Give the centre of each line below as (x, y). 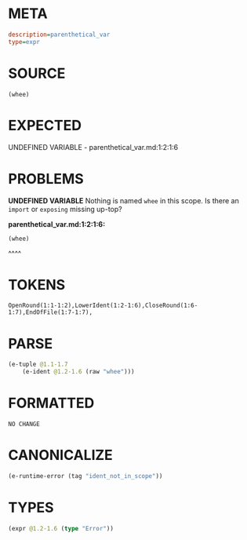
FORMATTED (51, 403)
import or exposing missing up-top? (65, 209)
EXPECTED (45, 125)
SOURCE (37, 73)
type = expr (24, 42)
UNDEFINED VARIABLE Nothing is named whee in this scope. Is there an (123, 200)
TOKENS (37, 285)
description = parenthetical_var (59, 35)
